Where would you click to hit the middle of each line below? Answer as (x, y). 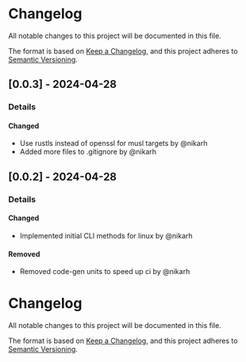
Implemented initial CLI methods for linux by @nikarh (106, 235)
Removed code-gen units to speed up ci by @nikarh (105, 272)
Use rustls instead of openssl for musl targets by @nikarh (113, 143)
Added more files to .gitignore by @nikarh (88, 152)
